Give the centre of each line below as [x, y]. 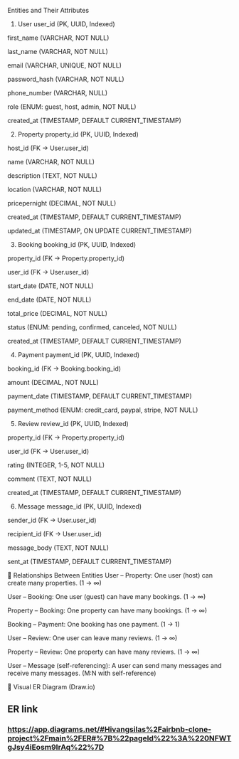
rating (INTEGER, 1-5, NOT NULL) [56, 465]
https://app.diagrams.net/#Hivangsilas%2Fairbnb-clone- [110, 730]
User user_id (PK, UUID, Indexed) [66, 24]
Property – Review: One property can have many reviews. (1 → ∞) [104, 652]
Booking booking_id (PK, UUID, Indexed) [77, 244]
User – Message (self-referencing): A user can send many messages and [115, 665]
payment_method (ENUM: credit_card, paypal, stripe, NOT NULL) [103, 410]
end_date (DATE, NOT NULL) [49, 299]
